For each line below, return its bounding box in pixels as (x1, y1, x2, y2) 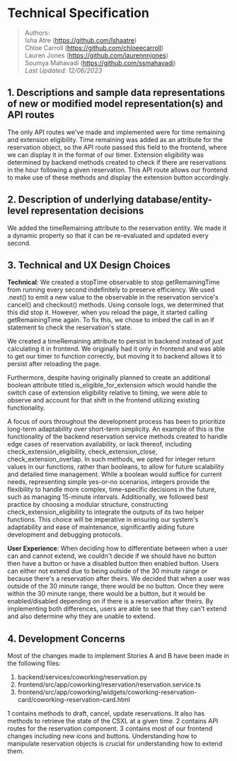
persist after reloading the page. (7, 360, 101, 368)
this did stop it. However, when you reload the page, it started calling (7, 308, 207, 317)
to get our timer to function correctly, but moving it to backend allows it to (7, 352, 222, 361)
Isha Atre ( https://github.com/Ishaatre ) (24, 35, 137, 44)
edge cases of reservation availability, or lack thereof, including (7, 440, 192, 449)
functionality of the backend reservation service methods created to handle (7, 432, 228, 441)
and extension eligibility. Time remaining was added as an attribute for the (7, 135, 223, 143)
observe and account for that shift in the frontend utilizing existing (7, 396, 200, 405)
